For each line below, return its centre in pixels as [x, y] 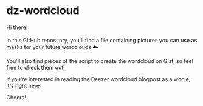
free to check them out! [36, 67]
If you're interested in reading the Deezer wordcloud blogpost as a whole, [98, 79]
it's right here [23, 85]
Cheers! [16, 97]
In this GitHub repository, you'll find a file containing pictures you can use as [102, 40]
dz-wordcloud [43, 11]
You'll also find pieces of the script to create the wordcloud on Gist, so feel [100, 61]
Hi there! [17, 27]
